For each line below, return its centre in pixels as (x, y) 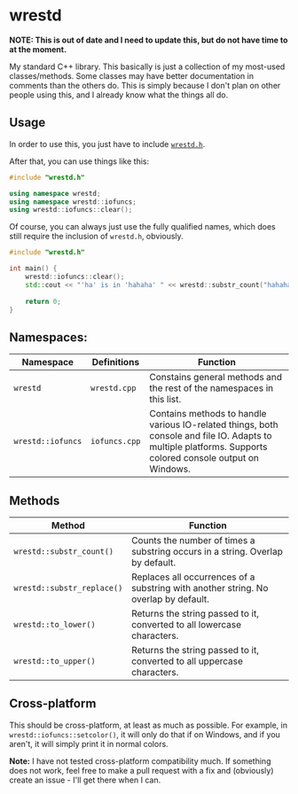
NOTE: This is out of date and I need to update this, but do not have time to (149, 40)
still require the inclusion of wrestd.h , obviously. (96, 237)
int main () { (33, 269)
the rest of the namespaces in (212, 388)
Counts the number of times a (193, 540)
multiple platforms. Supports (208, 447)
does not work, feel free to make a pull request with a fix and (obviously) (141, 770)
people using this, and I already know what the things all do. (119, 95)
